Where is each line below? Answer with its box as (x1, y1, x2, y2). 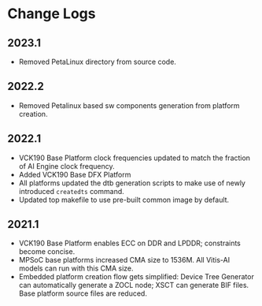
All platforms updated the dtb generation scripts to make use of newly (18, 178, 245, 188)
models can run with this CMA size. (18, 263, 135, 273)
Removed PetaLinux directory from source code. (18, 57, 176, 66)
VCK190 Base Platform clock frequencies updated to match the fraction (18, 153, 251, 162)
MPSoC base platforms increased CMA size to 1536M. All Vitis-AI (18, 256, 230, 265)
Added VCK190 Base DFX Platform (18, 170, 131, 179)
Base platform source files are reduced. (18, 289, 147, 298)
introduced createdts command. (18, 186, 125, 196)
